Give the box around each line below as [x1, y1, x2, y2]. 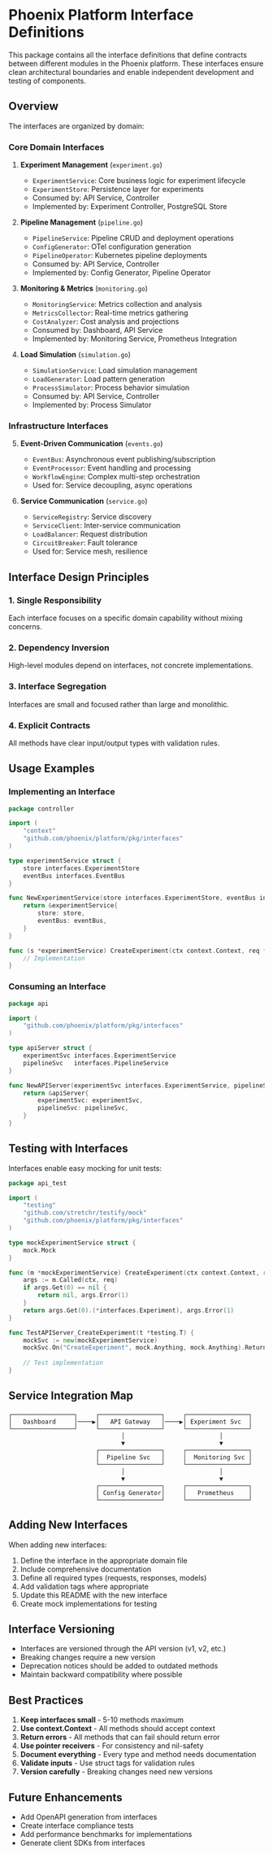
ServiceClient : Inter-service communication [32, 521, 181, 531]
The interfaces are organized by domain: [8, 120, 145, 131]
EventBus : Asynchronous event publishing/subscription [32, 454, 216, 465]
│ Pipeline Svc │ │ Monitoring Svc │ [95, 1453, 253, 1462]
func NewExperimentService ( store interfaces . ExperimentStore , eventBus [8, 894, 256, 903]
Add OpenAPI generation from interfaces [19, 1812, 158, 1822]
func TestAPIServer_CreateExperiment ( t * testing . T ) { [8, 1328, 195, 1336]
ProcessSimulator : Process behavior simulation [32, 383, 190, 392]
